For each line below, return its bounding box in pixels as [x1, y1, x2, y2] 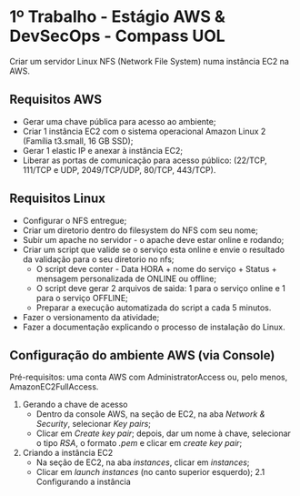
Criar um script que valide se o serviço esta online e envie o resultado [22, 244, 285, 255]
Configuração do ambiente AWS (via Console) [9, 348, 275, 363]
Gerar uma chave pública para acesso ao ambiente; [22, 116, 216, 127]
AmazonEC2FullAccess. [9, 381, 99, 392]
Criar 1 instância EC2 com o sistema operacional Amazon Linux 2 [22, 126, 266, 137]
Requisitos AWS [9, 92, 103, 107]
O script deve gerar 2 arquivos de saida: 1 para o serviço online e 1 [35, 282, 286, 293]
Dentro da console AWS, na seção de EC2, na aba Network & [35, 409, 266, 420]
